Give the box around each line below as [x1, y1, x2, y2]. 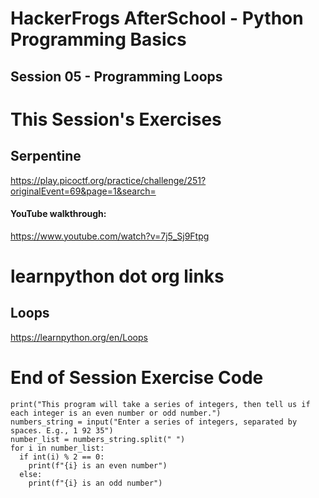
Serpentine [10, 148, 82, 165]
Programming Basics [10, 28, 187, 51]
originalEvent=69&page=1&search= [10, 185, 157, 197]
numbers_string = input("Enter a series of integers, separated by [10, 417, 298, 427]
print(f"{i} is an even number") [28, 460, 168, 471]
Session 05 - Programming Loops [10, 68, 223, 85]
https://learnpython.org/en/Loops [10, 331, 148, 343]
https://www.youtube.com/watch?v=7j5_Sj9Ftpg [10, 230, 210, 242]
